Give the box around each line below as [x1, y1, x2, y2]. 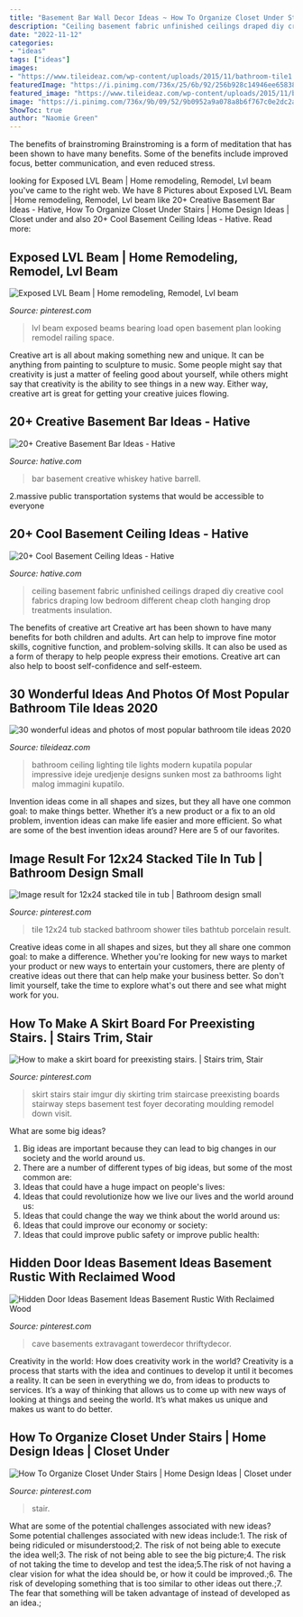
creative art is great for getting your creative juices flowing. [9, 387, 230, 398]
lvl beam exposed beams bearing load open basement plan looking [31, 322, 281, 333]
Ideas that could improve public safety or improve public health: [22, 1230, 260, 1240]
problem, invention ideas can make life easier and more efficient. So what [9, 815, 282, 826]
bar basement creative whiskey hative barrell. [31, 473, 201, 484]
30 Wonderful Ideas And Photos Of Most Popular [9, 686, 290, 702]
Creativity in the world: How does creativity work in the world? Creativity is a [9, 1355, 294, 1366]
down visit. [31, 1108, 72, 1119]
